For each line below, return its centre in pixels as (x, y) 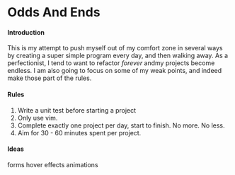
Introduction (26, 32)
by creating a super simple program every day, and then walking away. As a (118, 56)
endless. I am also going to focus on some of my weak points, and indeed (115, 71)
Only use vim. (38, 118)
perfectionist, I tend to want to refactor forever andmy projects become (111, 63)
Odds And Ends (54, 12)
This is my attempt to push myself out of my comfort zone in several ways (115, 48)
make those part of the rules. (50, 78)
